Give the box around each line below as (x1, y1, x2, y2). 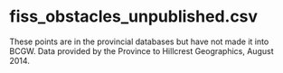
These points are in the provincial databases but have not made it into (9, 36, 269, 47)
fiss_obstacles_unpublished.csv (9, 6, 259, 27)
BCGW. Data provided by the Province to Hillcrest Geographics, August (9, 45, 274, 56)
